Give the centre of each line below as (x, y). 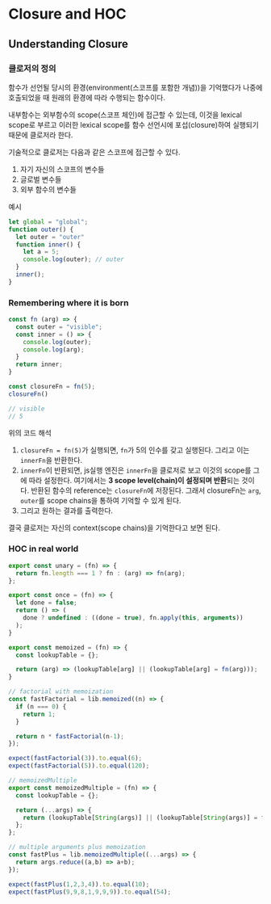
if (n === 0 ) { (41, 706)
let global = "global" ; (48, 222)
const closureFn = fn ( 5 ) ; (52, 387)
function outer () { (41, 229)
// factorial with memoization (61, 692)
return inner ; (39, 364)
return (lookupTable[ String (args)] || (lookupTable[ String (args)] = (140, 818)
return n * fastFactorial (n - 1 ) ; (70, 736)
